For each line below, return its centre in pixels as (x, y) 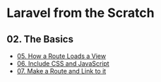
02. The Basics (40, 39)
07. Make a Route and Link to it (61, 71)
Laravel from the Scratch (80, 13)
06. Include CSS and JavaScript (63, 64)
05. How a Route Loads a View (61, 56)
